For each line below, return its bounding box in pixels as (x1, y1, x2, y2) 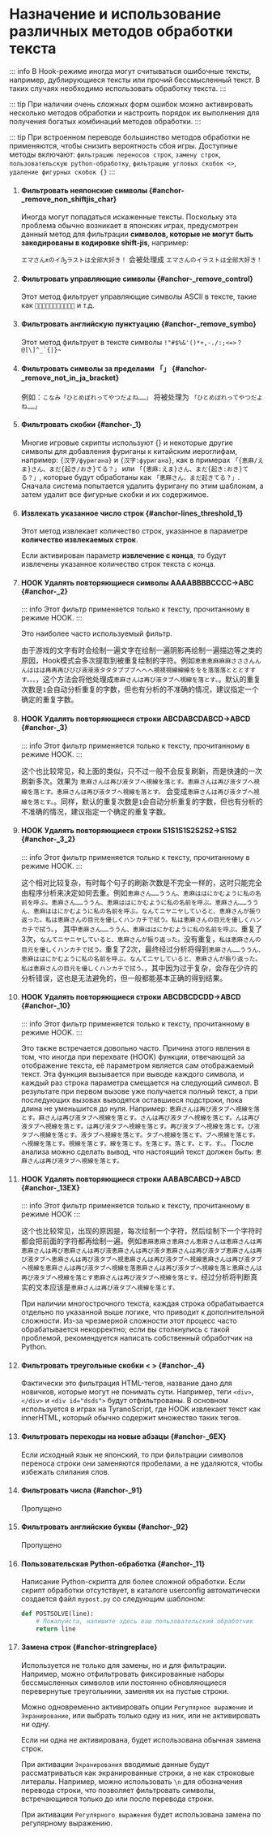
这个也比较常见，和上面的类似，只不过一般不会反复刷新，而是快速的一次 (20, 766, 262, 775)
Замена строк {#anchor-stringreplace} (20, 1642, 158, 1652)
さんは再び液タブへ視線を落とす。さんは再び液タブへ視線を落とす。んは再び (44, 1113, 260, 1121)
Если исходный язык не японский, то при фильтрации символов (20, 1449, 244, 1459)
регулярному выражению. (20, 1818, 113, 1828)
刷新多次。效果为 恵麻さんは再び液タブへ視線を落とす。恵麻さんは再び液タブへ (20, 776, 254, 786)
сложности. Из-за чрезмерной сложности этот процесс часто (20, 1316, 237, 1326)
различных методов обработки (9, 22, 233, 41)
